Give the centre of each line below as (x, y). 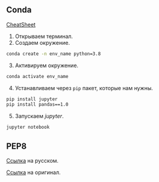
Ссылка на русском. (33, 161)
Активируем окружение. (47, 65)
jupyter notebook (28, 127)
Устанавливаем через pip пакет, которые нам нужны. (84, 88)
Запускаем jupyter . (39, 116)
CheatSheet (21, 24)
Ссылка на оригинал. (34, 172)
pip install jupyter (32, 99)
